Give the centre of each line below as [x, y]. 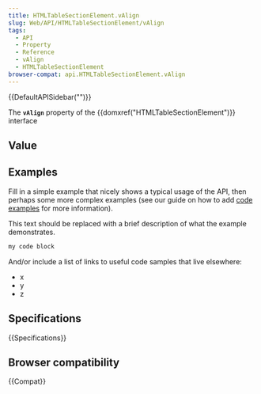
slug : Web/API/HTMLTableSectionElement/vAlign [86, 23]
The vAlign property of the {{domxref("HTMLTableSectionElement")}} [122, 112]
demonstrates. [32, 232]
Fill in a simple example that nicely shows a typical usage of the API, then [127, 191]
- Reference [35, 52]
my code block [32, 246]
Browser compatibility [64, 362]
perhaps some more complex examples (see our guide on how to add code [130, 199]
